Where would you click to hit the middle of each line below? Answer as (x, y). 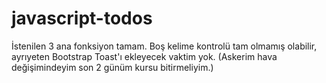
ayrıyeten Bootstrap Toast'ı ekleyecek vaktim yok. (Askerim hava (144, 56)
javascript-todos (82, 18)
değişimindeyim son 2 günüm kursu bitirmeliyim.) (112, 67)
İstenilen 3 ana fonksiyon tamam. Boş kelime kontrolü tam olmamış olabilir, (164, 46)
